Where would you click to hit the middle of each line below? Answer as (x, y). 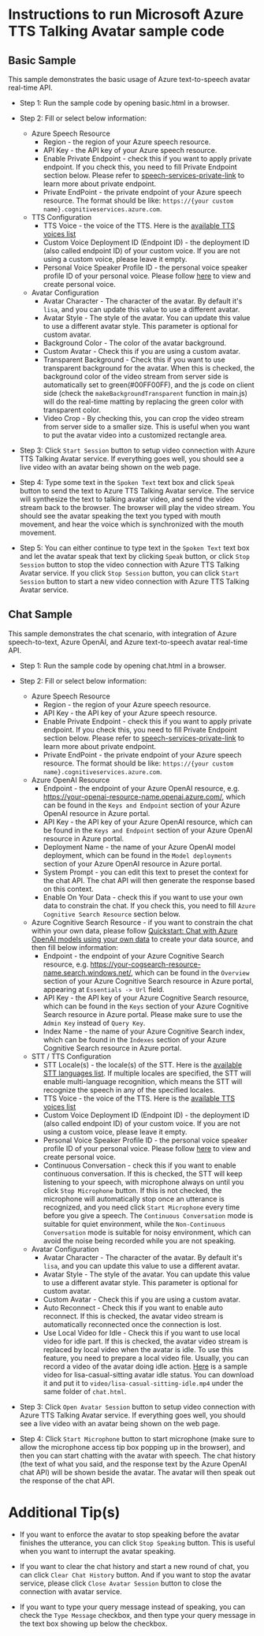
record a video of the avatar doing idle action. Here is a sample (145, 1366)
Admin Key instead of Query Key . (94, 1023)
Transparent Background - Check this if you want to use (134, 360)
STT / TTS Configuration (71, 1056)
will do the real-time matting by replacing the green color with (143, 401)
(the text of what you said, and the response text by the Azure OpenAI (133, 1463)
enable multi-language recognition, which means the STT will (143, 1081)
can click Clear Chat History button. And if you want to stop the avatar (135, 1575)
